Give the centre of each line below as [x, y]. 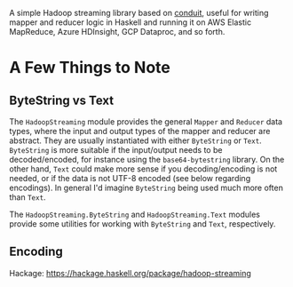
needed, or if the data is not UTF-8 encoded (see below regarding [130, 178]
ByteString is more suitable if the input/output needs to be [116, 150]
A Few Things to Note [90, 68]
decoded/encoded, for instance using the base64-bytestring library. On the [147, 159]
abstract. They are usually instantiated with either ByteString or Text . [135, 140]
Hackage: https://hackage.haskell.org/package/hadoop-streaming [130, 273]
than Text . [28, 197]
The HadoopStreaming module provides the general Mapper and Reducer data [146, 122]
